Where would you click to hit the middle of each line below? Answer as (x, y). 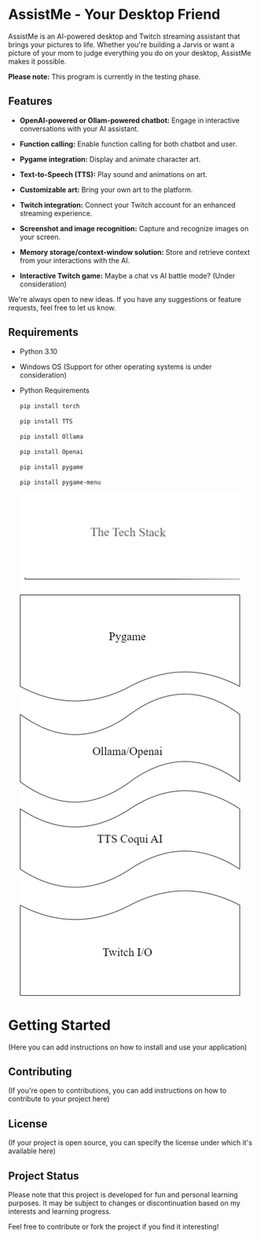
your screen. (40, 237)
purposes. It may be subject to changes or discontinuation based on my (125, 1203)
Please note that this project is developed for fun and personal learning (123, 1194)
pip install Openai (51, 452)
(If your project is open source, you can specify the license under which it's (130, 1143)
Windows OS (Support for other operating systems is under (115, 367)
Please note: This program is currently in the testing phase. (104, 76)
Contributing (40, 1071)
